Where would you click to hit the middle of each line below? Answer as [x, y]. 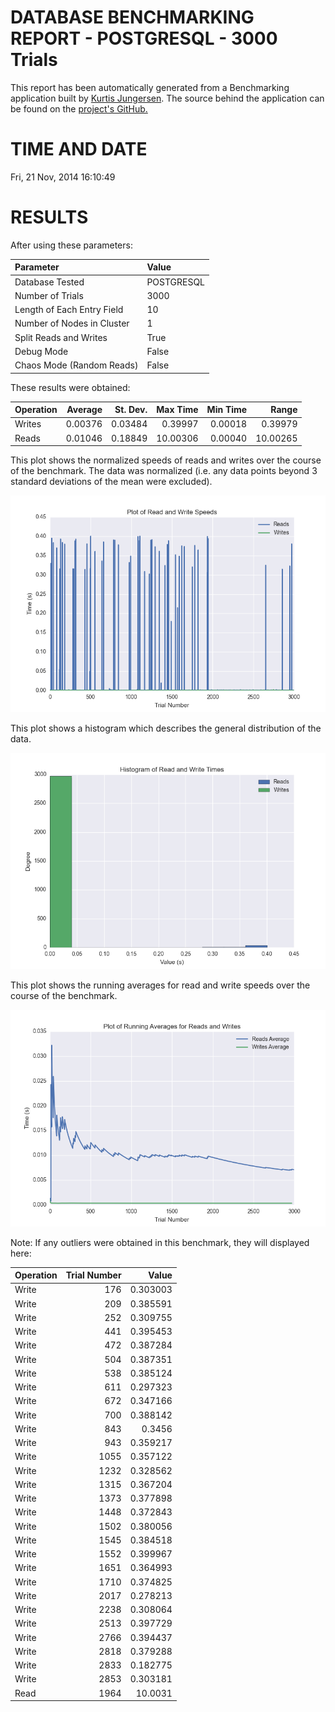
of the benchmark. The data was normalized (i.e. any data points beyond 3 [164, 471]
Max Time [177, 410]
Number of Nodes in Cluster [72, 323]
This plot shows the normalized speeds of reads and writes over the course [166, 460]
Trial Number [93, 1275]
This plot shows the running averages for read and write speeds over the [160, 985]
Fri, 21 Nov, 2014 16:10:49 [63, 177]
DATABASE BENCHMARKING [132, 17]
